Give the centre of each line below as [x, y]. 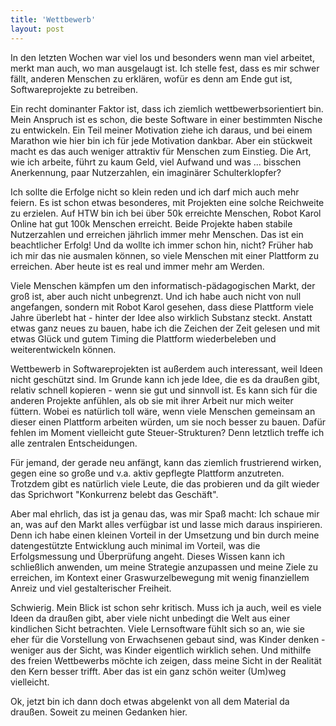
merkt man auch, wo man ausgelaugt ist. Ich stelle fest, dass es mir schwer [165, 68]
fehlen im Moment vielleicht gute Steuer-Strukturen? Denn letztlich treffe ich [167, 432]
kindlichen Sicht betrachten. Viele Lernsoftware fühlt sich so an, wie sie [157, 628]
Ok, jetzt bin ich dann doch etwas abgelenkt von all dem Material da [150, 701]
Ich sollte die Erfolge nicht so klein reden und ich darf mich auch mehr [155, 192]
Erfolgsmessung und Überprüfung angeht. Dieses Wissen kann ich [148, 556]
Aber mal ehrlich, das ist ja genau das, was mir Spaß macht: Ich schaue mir [165, 513]
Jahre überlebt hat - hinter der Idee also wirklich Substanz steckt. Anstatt [161, 317]
